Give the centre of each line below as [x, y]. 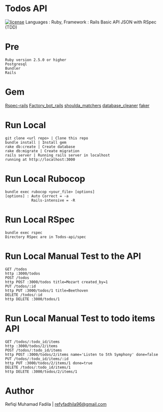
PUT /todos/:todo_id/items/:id [37, 359]
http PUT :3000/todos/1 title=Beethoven [47, 291]
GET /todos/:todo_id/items [32, 342]
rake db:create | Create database [40, 147]
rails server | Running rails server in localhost [58, 155]
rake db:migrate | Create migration [42, 151]
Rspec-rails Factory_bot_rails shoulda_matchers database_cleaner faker [77, 105]
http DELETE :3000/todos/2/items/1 [41, 372]
